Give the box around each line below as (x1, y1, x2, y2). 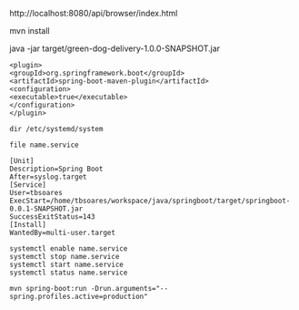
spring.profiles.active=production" (9, 292, 148, 301)
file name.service (9, 140, 79, 150)
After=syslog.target (9, 172, 88, 181)
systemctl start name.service (9, 260, 125, 269)
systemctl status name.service (9, 268, 128, 277)
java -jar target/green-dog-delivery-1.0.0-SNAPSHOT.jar (9, 43, 221, 54)
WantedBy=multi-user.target (9, 228, 116, 237)
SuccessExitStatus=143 (9, 212, 95, 222)
